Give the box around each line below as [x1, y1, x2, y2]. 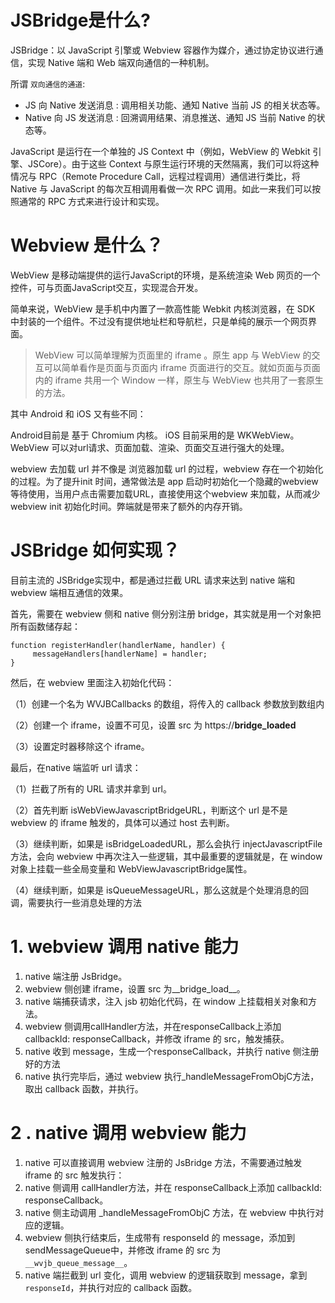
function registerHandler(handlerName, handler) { [10, 640, 226, 650]
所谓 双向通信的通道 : [10, 77, 86, 90]
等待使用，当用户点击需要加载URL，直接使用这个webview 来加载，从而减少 [10, 487, 321, 500]
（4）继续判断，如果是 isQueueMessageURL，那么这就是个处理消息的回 [10, 884, 309, 896]
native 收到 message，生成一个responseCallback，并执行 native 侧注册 [24, 1045, 320, 1057]
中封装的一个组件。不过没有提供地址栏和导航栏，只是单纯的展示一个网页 [10, 315, 308, 327]
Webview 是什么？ [10, 234, 164, 257]
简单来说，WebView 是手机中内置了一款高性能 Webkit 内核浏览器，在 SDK [10, 302, 316, 315]
